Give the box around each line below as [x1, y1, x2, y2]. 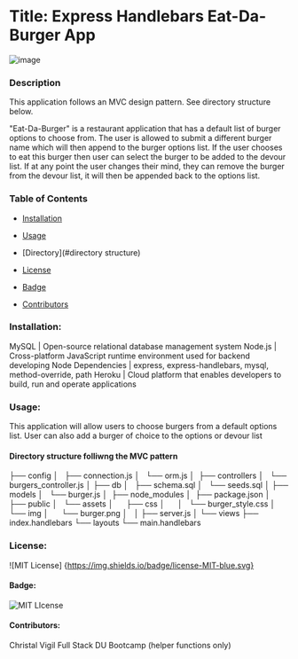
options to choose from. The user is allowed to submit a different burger [9, 133, 272, 144]
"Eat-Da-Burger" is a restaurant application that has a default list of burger [9, 123, 281, 134]
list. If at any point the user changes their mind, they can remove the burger [9, 161, 286, 172]
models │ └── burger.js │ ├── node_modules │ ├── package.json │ [9, 490, 271, 500]
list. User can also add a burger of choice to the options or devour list [9, 430, 263, 441]
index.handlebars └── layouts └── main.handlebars [9, 517, 201, 529]
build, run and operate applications [9, 379, 137, 389]
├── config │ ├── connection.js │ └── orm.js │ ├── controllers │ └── [9, 470, 287, 481]
